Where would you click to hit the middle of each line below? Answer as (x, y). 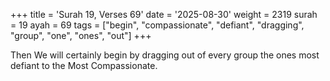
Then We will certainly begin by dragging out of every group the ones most (165, 55)
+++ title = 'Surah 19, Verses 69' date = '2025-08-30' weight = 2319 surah (164, 14)
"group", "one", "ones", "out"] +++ (81, 35)
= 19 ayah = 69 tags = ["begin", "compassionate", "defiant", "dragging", (157, 25)
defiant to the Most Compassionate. (84, 65)
